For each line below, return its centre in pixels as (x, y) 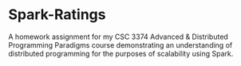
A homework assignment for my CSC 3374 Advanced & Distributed (119, 37)
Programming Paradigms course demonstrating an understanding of (120, 45)
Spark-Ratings (57, 15)
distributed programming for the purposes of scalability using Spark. (121, 53)
